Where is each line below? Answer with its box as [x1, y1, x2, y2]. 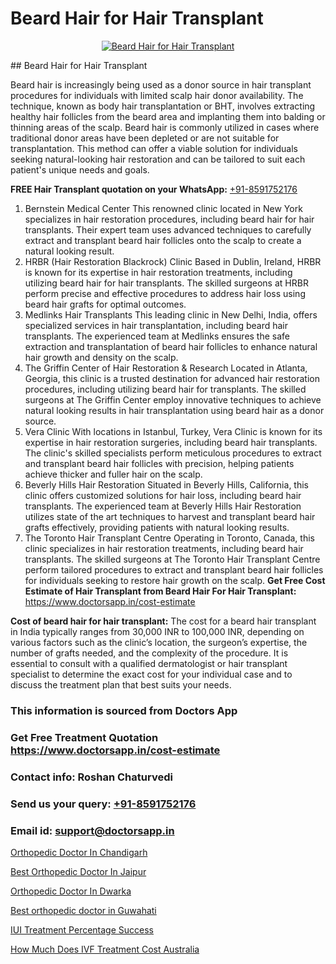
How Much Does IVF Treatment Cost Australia [10, 943, 200, 955]
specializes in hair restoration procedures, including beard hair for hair [24, 213, 315, 225]
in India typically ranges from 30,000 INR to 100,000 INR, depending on [10, 625, 305, 637]
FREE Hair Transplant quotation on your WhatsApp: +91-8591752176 [10, 183, 298, 195]
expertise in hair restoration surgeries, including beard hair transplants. [24, 436, 318, 448]
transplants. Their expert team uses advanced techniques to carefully [24, 223, 312, 236]
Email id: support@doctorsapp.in [10, 823, 175, 837]
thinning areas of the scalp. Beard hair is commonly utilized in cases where [10, 121, 320, 133]
